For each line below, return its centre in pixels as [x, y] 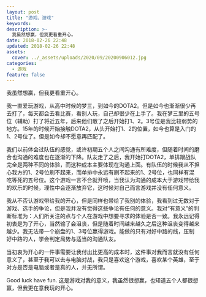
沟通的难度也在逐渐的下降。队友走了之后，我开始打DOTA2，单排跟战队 [106, 157]
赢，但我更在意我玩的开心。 [41, 288]
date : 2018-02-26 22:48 [37, 40]
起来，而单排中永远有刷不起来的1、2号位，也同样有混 [128, 173]
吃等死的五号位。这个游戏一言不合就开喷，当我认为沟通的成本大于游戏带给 [100, 180]
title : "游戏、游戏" [30, 18]
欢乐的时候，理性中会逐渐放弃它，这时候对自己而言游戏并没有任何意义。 [103, 188]
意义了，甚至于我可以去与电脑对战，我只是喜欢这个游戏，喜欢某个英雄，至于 [103, 260]
